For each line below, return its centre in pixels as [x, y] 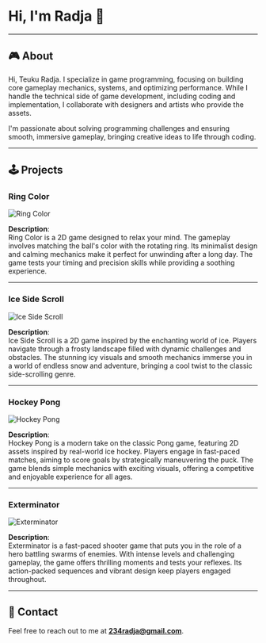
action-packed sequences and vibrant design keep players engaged [120, 571]
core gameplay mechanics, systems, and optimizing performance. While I [128, 87]
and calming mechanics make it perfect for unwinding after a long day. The [131, 255]
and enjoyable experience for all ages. [70, 477]
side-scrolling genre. [42, 374]
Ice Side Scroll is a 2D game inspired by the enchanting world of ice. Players [133, 340]
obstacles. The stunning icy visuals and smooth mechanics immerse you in [130, 357]
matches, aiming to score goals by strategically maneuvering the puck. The [131, 460]
